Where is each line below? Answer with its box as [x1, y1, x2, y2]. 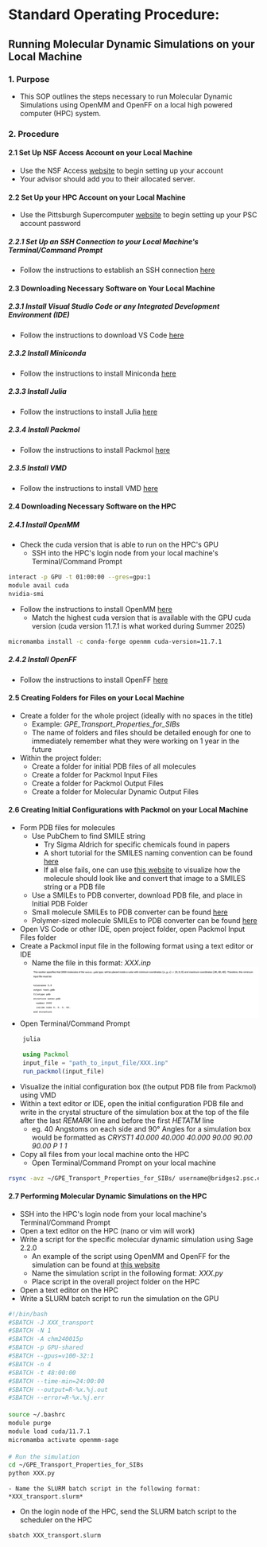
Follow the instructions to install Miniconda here [19, 368, 176, 378]
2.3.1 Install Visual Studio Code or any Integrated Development [8, 302, 220, 311]
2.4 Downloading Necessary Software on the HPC [8, 501, 176, 511]
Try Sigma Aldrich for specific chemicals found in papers [43, 840, 230, 849]
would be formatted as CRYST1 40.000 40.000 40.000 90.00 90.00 [31, 1132, 253, 1142]
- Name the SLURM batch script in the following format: [8, 1485, 201, 1493]
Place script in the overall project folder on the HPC [31, 1276, 200, 1286]
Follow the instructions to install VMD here [19, 483, 159, 493]
